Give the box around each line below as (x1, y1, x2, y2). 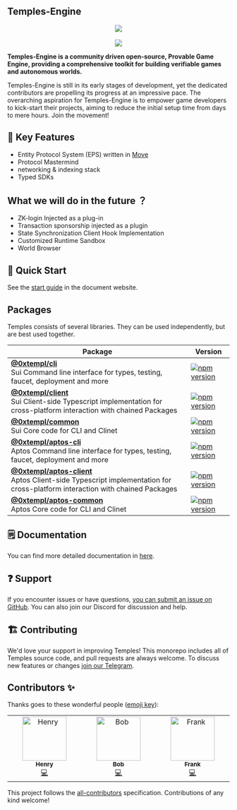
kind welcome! (7, 796, 50, 804)
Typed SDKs (17, 172, 54, 181)
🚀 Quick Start (7, 264, 67, 276)
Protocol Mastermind (17, 157, 79, 166)
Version (195, 347, 222, 357)
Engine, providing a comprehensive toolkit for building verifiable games (7, 59, 222, 68)
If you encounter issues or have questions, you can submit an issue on (7, 595, 212, 603)
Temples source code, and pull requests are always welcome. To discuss (7, 653, 220, 662)
